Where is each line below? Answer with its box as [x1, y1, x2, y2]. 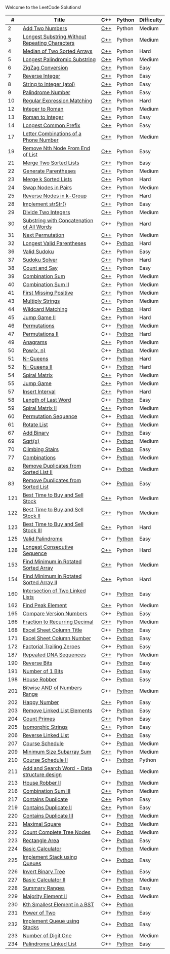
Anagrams [22, 339, 47, 345]
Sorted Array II [22, 579, 57, 586]
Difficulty [139, 16, 162, 23]
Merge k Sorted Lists [22, 176, 72, 183]
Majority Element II [22, 893, 67, 900]
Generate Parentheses [22, 167, 76, 174]
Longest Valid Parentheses [22, 240, 87, 246]
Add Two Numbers [22, 25, 67, 32]
